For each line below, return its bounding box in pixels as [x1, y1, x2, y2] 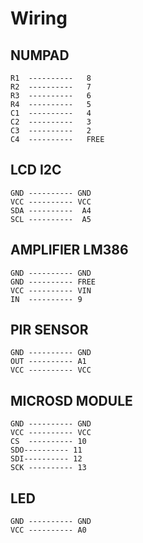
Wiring [10, 7, 68, 30]
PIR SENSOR [10, 322, 89, 339]
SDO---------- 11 [10, 445, 83, 456]
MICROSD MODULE [10, 392, 133, 409]
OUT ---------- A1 [10, 357, 87, 367]
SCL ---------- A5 [10, 214, 92, 224]
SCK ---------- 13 [10, 463, 87, 473]
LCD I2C [10, 162, 62, 179]
